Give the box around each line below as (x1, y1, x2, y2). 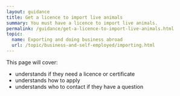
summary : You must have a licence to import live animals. (6, 20, 158, 26)
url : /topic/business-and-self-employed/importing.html (11, 43, 155, 49)
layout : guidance (6, 8, 50, 15)
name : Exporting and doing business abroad (11, 37, 123, 43)
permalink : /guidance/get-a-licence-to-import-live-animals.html (6, 25, 174, 32)
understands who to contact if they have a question (14, 83, 144, 90)
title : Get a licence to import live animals (6, 14, 123, 20)
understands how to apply (14, 76, 80, 84)
